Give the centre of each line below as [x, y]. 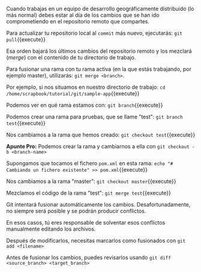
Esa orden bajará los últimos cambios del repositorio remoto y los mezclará [99, 51]
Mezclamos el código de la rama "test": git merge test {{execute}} [88, 193]
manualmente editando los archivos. [51, 229]
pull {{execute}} [26, 39]
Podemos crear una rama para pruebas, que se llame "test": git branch [94, 117]
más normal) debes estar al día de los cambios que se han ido [83, 15]
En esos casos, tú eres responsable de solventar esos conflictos [86, 222]
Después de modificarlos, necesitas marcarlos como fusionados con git [96, 240]
